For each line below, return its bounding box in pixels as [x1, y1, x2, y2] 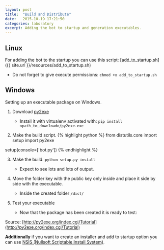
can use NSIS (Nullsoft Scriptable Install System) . [5, 239, 105, 245]
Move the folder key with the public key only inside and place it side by [12, 176, 156, 181]
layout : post [5, 7, 32, 12]
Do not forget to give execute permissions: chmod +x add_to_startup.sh [12, 71, 157, 77]
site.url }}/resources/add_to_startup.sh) [11, 62, 91, 68]
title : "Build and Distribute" [5, 12, 71, 17]
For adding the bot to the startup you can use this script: [5, 57, 119, 63]
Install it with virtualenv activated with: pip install [19, 118, 123, 124]
